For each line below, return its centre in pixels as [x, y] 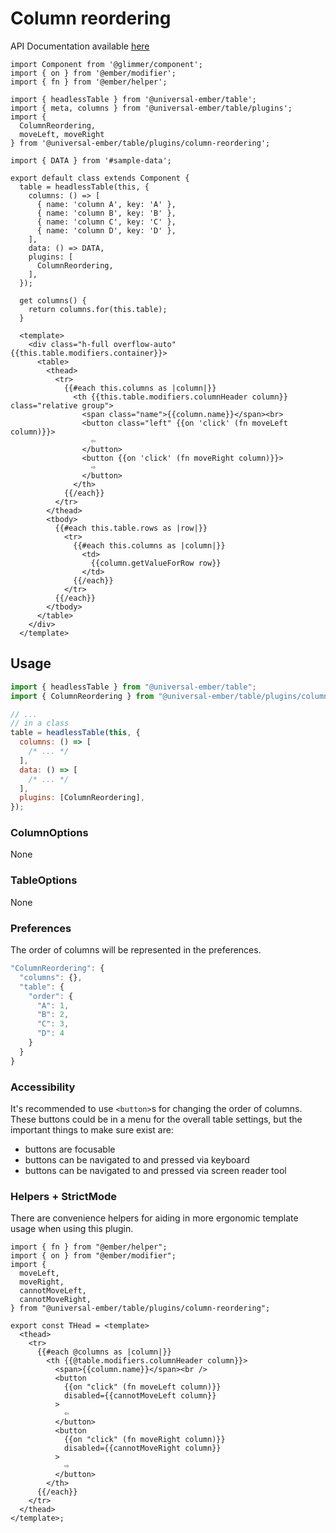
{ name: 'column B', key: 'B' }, [106, 213]
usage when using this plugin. [72, 1229]
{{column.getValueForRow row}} [156, 563]
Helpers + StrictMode [63, 1196]
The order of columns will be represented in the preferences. [136, 950]
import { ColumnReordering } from [82, 696]
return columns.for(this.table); [98, 309]
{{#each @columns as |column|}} [104, 1352]
